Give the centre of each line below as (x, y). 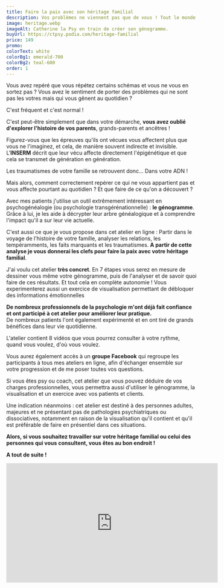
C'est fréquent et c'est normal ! (45, 110)
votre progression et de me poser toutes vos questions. (75, 369)
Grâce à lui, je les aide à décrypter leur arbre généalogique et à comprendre (101, 214)
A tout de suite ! (27, 455)
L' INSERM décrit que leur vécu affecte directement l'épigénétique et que (97, 153)
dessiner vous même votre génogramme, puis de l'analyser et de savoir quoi (101, 276)
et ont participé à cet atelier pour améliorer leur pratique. (79, 313)
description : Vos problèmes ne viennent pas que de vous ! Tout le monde (101, 18)
